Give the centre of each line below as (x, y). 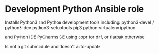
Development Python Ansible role (75, 9)
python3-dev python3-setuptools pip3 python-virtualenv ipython (70, 27)
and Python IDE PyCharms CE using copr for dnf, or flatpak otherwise (75, 37)
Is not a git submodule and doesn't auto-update (53, 46)
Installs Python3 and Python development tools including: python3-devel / (79, 22)
